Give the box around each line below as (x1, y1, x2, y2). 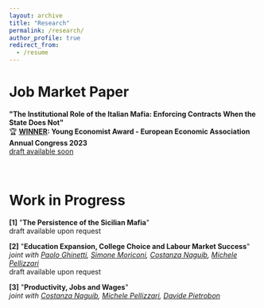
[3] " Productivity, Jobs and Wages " (9, 282, 129, 291)
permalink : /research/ (9, 26, 84, 34)
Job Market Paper (9, 83, 130, 101)
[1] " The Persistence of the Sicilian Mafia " (9, 217, 150, 227)
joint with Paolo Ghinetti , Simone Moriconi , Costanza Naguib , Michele (9, 250, 238, 259)
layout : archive (9, 11, 63, 20)
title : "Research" (9, 19, 70, 27)
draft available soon (9, 146, 74, 156)
